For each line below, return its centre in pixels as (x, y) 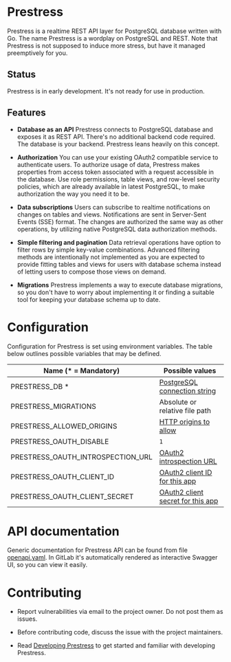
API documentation (64, 531)
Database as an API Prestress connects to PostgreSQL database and (115, 129)
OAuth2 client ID (186, 472)
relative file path (185, 410)
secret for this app (189, 500)
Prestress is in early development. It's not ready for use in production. (106, 91)
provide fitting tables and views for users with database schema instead (119, 264)
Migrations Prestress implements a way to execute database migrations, (120, 285)
